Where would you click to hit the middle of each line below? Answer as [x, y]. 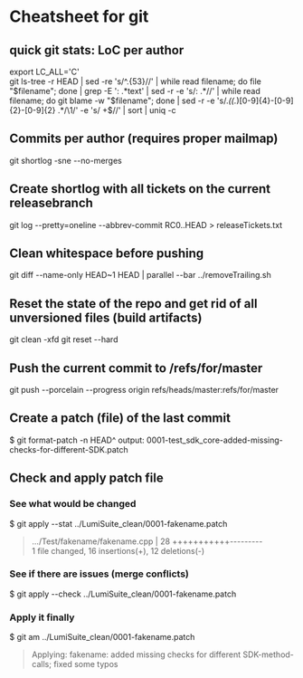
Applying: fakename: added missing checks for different [136, 654]
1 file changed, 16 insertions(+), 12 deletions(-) [118, 550]
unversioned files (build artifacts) [106, 317]
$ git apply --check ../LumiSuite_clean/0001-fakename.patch [123, 594]
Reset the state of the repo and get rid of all [133, 304]
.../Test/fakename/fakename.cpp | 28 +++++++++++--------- [147, 541]
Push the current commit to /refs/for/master [136, 368]
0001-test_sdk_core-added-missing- [214, 440]
